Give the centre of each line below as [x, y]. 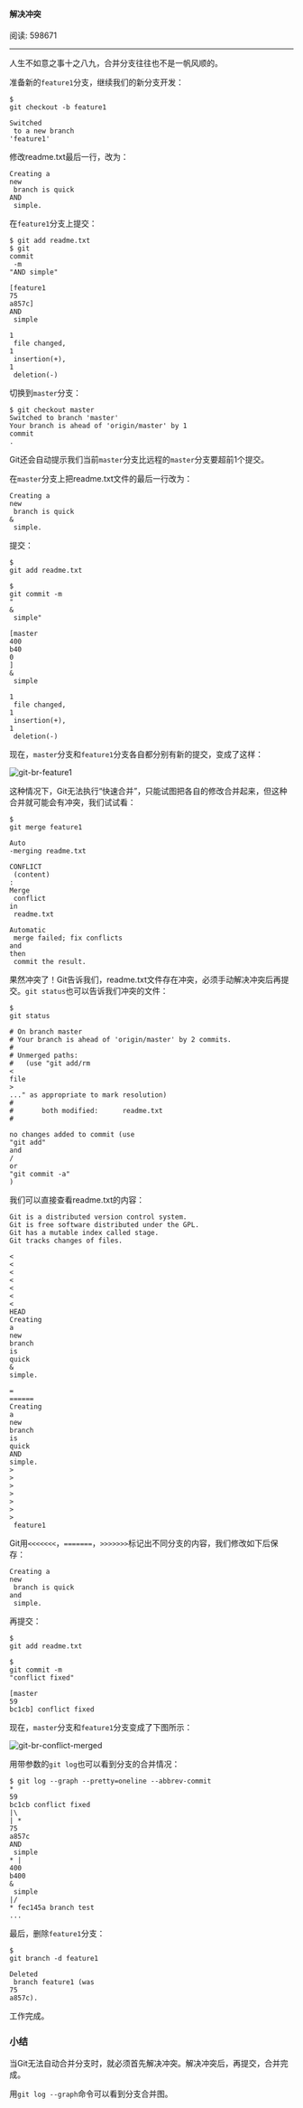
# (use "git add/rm [50, 1063]
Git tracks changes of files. [66, 1241]
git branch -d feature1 [54, 1959]
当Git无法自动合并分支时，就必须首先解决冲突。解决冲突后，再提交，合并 [145, 2063]
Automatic [28, 931]
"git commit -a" [40, 1175]
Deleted [24, 1974]
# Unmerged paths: [44, 1056]
